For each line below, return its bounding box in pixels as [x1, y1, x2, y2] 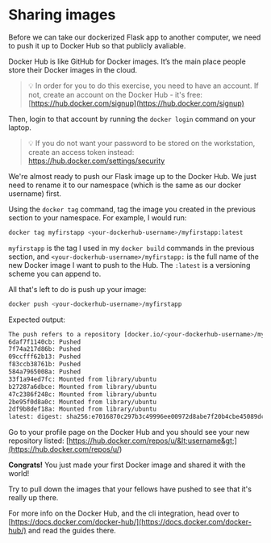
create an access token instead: [27, 147, 135, 157]
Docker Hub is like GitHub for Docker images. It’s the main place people [8, 56, 246, 66]
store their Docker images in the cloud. [8, 65, 138, 74]
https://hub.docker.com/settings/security [27, 156, 165, 165]
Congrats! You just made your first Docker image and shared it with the [8, 460, 246, 470]
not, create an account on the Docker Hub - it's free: [27, 90, 203, 99]
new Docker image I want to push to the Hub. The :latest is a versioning [8, 260, 251, 269]
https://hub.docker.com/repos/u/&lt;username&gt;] [68, 436, 238, 445]
